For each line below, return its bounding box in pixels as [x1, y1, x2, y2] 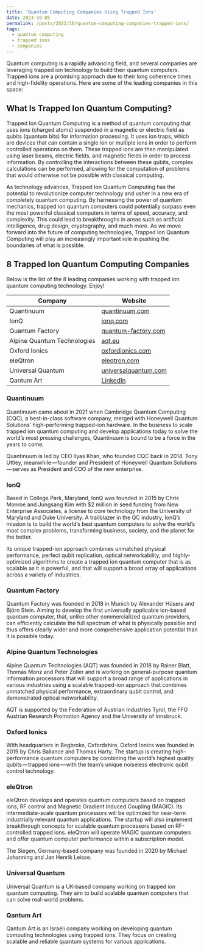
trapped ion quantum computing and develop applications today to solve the [6, 428, 198, 435]
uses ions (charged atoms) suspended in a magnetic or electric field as [6, 126, 185, 133]
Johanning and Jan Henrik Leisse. [6, 853, 92, 861]
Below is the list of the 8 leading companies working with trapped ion [6, 275, 180, 282]
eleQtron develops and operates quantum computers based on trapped [6, 797, 185, 804]
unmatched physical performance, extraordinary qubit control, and [6, 687, 174, 695]
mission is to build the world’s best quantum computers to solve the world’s [6, 520, 195, 528]
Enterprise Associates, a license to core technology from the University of [6, 508, 192, 515]
